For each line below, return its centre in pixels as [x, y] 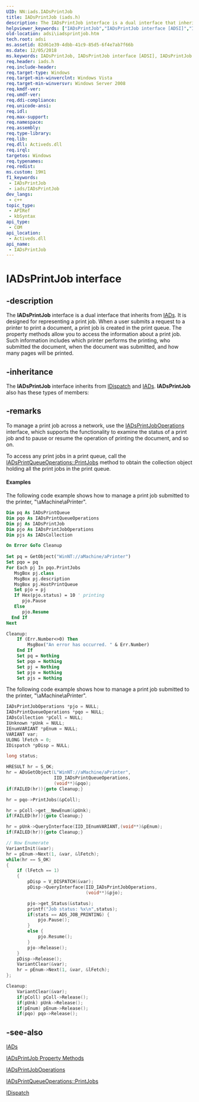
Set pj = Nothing [38, 667]
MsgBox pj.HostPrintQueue [46, 584]
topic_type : [21, 205]
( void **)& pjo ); [104, 893]
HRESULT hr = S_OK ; [30, 767]
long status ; [22, 756]
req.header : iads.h [30, 61]
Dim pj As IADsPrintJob [36, 524]
